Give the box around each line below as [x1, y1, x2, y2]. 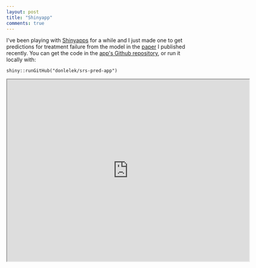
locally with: [6, 56, 36, 64]
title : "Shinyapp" [6, 15, 53, 21]
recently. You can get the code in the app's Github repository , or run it [6, 50, 180, 57]
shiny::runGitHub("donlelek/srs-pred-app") [6, 68, 118, 74]
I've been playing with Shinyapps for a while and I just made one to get [6, 37, 183, 44]
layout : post [6, 8, 39, 15]
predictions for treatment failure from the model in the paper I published [6, 43, 186, 50]
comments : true [6, 20, 45, 26]
